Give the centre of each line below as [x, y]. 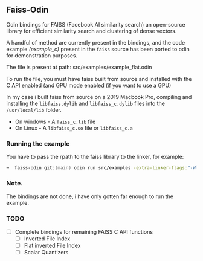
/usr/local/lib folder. [34, 110]
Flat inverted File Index [52, 245]
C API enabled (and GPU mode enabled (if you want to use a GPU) [89, 85]
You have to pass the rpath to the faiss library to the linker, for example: [95, 157]
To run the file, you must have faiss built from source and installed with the [99, 79]
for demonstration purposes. [42, 55]
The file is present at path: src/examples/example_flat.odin [79, 67]
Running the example [38, 143]
